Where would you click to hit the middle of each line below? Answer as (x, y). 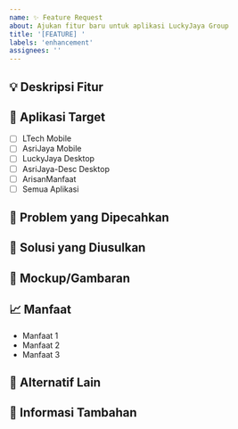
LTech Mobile (47, 138)
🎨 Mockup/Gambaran (70, 278)
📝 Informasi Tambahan (73, 412)
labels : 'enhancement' (51, 42)
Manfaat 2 (41, 345)
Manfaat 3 (41, 354)
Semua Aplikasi (50, 189)
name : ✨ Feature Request (56, 17)
